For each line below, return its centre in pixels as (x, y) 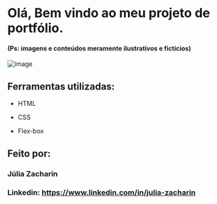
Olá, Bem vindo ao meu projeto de (109, 13)
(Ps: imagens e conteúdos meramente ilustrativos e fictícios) (99, 48)
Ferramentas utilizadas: (61, 86)
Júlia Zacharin (33, 173)
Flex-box (31, 131)
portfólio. (36, 28)
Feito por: (29, 153)
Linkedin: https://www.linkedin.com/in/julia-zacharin (102, 193)
